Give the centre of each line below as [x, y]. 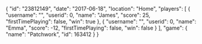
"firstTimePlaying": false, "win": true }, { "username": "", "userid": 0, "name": [101, 21]
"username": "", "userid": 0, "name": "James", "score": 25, [78, 15]
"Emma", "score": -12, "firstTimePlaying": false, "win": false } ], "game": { [97, 28]
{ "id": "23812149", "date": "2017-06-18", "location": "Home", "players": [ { [98, 9]
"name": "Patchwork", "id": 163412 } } [52, 34]
